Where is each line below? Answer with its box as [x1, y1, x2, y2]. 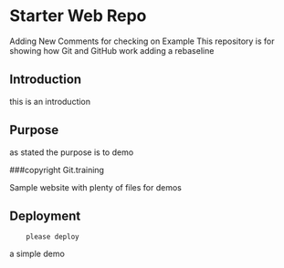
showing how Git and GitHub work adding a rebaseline [9, 45, 215, 56]
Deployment [9, 208, 81, 223]
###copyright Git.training [9, 164, 105, 175]
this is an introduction [9, 96, 91, 107]
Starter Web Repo [9, 5, 147, 26]
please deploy [26, 232, 79, 242]
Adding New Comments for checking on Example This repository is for [9, 36, 275, 46]
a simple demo [9, 248, 66, 260]
